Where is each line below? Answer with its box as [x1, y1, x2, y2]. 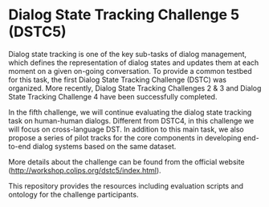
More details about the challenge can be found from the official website [8, 156, 245, 166]
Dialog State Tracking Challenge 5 [8, 6, 239, 24]
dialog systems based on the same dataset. [32, 141, 177, 151]
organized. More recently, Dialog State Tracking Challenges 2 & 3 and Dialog [8, 83, 262, 93]
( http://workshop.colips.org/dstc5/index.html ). [8, 165, 162, 175]
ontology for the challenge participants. [8, 189, 139, 199]
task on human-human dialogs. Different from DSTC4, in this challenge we [8, 116, 255, 125]
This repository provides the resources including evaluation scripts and [8, 181, 243, 190]
